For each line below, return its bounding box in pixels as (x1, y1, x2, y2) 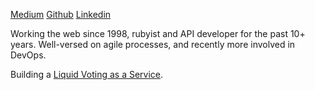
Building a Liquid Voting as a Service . (10, 69, 164, 80)
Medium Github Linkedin (10, 9, 112, 20)
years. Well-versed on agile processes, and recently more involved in (10, 39, 296, 50)
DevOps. (10, 49, 47, 61)
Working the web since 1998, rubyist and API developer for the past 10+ (10, 28, 306, 39)
